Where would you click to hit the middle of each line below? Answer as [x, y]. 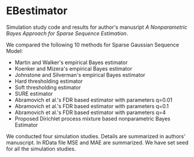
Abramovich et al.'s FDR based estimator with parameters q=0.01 [93, 100]
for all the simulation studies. [41, 149]
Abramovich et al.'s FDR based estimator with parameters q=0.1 [92, 106]
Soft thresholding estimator [48, 87]
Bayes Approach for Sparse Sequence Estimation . [67, 33]
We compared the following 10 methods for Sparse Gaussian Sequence [93, 45]
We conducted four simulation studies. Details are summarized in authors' [96, 136]
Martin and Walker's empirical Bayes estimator [71, 62]
